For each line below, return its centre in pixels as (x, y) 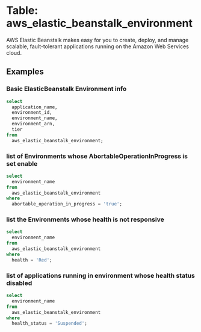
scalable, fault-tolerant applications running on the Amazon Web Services (98, 46)
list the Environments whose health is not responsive (85, 219)
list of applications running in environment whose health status (101, 275)
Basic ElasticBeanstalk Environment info (66, 89)
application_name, (35, 107)
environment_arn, (33, 124)
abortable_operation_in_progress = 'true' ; (67, 204)
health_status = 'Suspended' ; (49, 324)
